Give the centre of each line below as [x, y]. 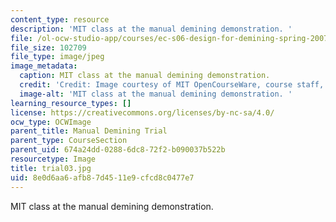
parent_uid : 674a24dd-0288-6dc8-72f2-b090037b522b [118, 150]
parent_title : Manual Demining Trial [89, 131]
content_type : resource [60, 19]
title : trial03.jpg [51, 168]
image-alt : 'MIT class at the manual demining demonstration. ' [156, 94]
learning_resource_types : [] [71, 103]
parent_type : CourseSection [69, 141]
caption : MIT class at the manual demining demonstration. [145, 76]
